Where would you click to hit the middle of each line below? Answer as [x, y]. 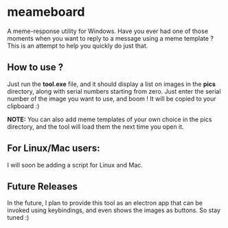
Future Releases [42, 186]
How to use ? [35, 67]
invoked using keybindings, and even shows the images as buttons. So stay [114, 210]
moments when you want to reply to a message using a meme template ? [111, 38]
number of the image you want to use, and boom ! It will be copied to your [112, 99]
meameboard [46, 12]
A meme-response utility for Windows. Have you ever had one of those [107, 31]
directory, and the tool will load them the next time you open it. [95, 126]
